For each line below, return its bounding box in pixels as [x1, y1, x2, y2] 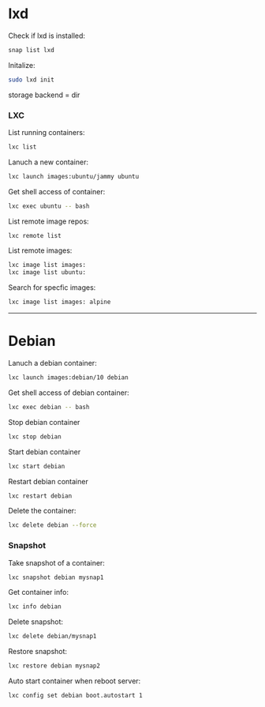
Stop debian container [8, 417, 80, 427]
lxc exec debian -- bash [8, 403, 90, 411]
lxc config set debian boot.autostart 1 [8, 692, 144, 700]
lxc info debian [8, 603, 62, 611]
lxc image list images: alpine [8, 298, 111, 306]
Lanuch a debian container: [8, 359, 97, 368]
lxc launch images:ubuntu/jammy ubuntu [8, 172, 140, 180]
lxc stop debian [8, 432, 62, 441]
